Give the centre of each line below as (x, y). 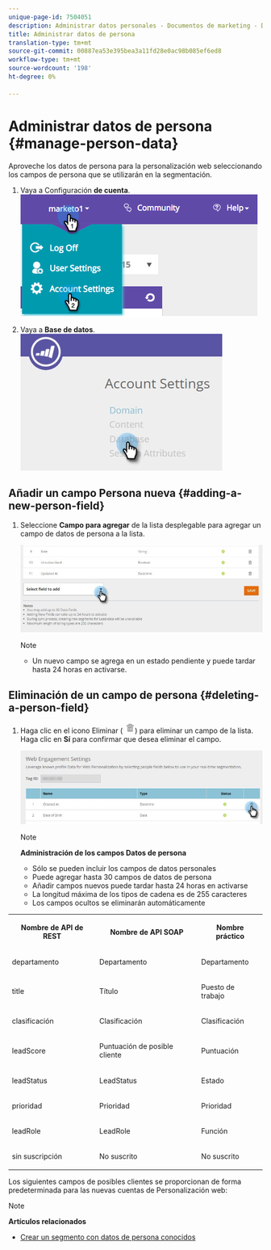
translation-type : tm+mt (50, 43)
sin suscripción (37, 1156)
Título (109, 991)
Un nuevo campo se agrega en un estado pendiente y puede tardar (144, 661)
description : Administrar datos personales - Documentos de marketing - (133, 25)
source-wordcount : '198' (50, 69)
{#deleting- (229, 695)
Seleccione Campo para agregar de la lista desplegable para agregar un (140, 525)
